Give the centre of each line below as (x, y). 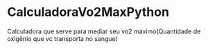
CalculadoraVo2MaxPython (88, 12)
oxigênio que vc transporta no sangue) (62, 38)
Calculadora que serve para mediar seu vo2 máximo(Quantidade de (104, 31)
